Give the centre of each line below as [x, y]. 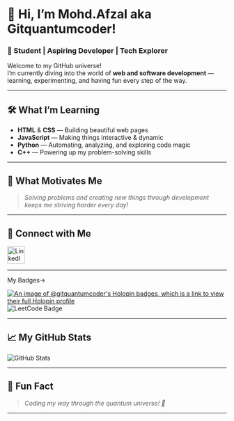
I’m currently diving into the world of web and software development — [111, 73]
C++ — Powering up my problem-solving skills [84, 152]
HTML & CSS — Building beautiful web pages [83, 130]
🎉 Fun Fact [30, 387]
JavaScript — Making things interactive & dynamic [90, 138]
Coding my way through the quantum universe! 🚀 [95, 403]
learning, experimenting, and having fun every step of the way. [97, 81]
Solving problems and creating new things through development [117, 198]
